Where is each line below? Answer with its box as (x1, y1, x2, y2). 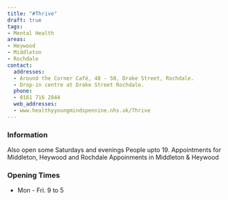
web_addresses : (13, 101, 58, 108)
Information (7, 130, 48, 140)
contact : (7, 62, 33, 69)
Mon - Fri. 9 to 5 (17, 186, 64, 194)
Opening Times (7, 170, 60, 180)
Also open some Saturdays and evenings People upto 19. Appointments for (7, 146, 222, 154)
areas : (7, 36, 26, 43)
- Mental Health (7, 29, 54, 37)
